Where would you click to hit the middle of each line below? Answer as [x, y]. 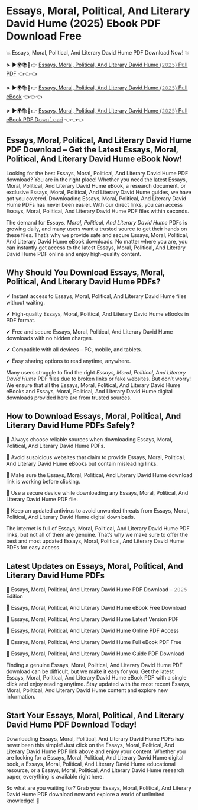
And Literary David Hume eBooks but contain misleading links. [82, 464]
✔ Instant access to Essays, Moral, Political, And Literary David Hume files [96, 296]
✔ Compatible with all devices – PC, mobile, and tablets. [74, 349]
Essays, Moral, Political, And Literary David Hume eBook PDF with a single [96, 678]
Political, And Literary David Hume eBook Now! [94, 159]
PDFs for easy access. [33, 548]
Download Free [44, 36]
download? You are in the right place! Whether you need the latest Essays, [97, 180]
